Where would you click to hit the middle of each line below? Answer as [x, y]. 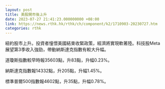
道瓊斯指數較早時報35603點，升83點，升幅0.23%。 [59, 60]
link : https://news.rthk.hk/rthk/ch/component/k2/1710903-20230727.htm [81, 24]
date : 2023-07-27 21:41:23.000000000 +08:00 [52, 19]
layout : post [19, 10]
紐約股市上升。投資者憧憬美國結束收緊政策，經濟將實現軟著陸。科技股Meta [83, 43]
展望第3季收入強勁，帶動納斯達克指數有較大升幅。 [57, 49]
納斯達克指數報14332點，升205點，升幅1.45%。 [55, 71]
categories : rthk [23, 28]
